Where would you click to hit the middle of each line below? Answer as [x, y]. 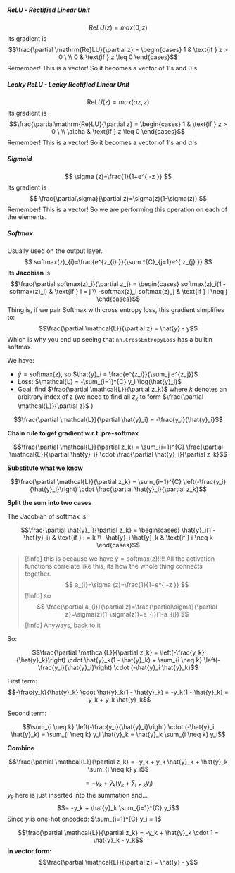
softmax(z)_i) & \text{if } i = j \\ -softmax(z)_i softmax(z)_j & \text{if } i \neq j [118, 291]
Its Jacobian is [29, 273]
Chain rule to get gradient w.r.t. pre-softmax [73, 433]
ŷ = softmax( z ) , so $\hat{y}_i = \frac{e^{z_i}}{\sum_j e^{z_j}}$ [108, 374]
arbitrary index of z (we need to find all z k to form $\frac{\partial [110, 397]
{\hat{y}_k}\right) [41, 660]
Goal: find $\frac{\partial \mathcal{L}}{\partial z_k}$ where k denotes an [122, 389]
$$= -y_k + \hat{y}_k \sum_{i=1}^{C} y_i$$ [118, 808]
